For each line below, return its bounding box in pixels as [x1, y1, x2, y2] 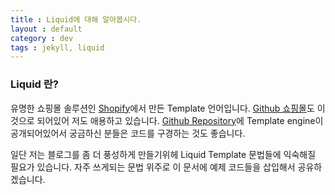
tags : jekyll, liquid [10, 42, 105, 53]
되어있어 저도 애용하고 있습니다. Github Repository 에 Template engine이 [36, 114, 324, 126]
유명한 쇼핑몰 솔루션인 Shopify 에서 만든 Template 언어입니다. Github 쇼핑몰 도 [10, 102, 315, 114]
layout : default [10, 24, 83, 34]
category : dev [10, 33, 74, 43]
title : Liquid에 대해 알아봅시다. [10, 14, 142, 25]
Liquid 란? [10, 77, 60, 91]
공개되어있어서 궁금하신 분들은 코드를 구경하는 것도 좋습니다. [10, 127, 246, 139]
